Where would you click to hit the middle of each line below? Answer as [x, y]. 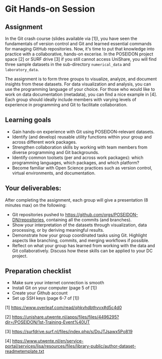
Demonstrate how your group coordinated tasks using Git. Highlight [79, 235]
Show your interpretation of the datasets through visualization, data [79, 225]
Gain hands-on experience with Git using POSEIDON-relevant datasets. [83, 132]
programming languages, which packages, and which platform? [76, 162]
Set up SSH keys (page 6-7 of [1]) [46, 298]
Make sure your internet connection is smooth [58, 283]
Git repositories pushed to [38, 214]
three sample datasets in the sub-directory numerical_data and [68, 64]
